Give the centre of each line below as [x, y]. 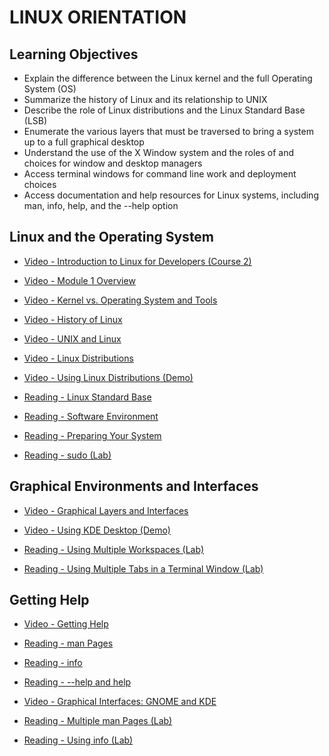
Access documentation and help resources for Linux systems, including [171, 195]
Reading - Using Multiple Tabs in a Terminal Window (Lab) [143, 568]
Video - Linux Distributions [78, 358]
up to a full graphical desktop [84, 142]
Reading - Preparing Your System [92, 435]
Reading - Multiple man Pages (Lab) [98, 721]
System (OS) [50, 89]
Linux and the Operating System [112, 237]
